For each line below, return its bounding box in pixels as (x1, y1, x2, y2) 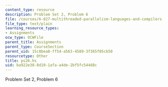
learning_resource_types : (5, 26, 59, 31)
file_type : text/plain (5, 21, 52, 26)
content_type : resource (5, 7, 55, 12)
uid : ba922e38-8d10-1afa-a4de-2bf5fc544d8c (5, 63, 97, 68)
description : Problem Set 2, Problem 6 (5, 12, 88, 17)
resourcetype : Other (5, 53, 48, 59)
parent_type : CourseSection (5, 44, 64, 49)
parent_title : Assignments (5, 40, 61, 45)
